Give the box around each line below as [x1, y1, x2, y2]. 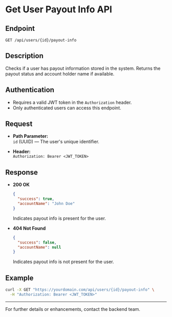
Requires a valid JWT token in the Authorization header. [12, 99, 132, 105]
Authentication [5, 86, 55, 95]
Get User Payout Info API [5, 4, 113, 15]
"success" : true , [17, 196, 55, 201]
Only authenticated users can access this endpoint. [12, 104, 121, 111]
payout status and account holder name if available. [5, 70, 115, 77]
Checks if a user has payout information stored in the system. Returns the [5, 65, 161, 71]
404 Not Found [12, 225, 46, 231]
